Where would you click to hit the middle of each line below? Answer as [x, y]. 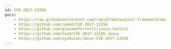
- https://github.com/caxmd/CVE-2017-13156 [61, 24]
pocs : [10, 15]
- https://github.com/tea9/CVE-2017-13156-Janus [67, 34]
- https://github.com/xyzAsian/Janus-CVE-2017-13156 [71, 39]
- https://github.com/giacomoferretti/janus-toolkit [71, 29]
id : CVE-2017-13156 [26, 10]
